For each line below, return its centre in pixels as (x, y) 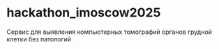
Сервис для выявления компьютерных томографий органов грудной (109, 32)
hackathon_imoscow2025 (84, 13)
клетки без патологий (39, 39)
